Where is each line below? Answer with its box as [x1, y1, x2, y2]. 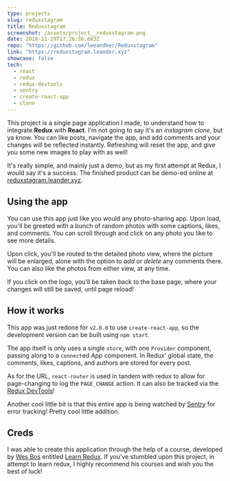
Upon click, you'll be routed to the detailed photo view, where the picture [7, 249, 213, 258]
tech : [7, 61, 23, 68]
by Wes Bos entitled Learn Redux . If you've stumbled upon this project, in [7, 453, 215, 461]
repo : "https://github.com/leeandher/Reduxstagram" [7, 42, 158, 49]
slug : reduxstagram [7, 17, 63, 23]
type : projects [7, 10, 51, 17]
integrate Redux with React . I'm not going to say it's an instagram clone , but [7, 125, 223, 134]
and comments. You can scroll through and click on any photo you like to [7, 229, 213, 237]
